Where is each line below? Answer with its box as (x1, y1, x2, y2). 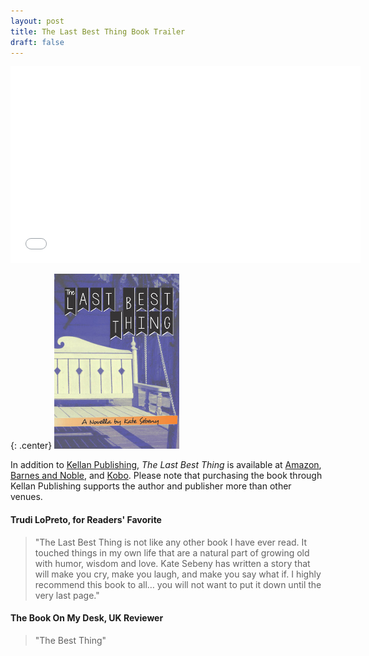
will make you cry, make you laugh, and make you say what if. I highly (34, 568, 322, 580)
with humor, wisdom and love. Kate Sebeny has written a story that (34, 557, 311, 569)
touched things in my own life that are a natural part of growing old (34, 546, 310, 559)
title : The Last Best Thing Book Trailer (10, 26, 186, 37)
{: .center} (10, 440, 53, 452)
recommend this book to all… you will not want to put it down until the (34, 578, 322, 590)
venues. (10, 491, 43, 503)
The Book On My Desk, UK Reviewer (10, 612, 164, 624)
